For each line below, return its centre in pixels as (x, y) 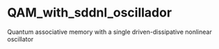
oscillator (20, 39)
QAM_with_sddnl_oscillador (90, 13)
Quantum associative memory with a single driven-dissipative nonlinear (109, 32)
